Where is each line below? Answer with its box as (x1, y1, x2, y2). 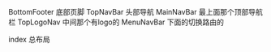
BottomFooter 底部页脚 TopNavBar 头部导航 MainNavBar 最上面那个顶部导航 (8, 7, 264, 16)
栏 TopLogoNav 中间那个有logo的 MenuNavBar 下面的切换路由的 (8, 17, 225, 27)
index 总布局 (8, 35, 50, 44)
